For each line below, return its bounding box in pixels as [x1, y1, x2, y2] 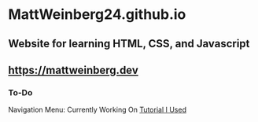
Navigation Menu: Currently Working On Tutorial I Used [8, 105, 187, 115]
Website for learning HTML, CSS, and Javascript [8, 37, 250, 50]
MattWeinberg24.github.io [8, 6, 186, 24]
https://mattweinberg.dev [8, 63, 139, 76]
